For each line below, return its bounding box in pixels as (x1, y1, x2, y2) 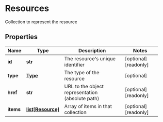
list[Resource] (26, 106, 60, 112)
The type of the (64, 69, 99, 76)
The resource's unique (64, 55, 116, 62)
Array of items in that (64, 103, 113, 109)
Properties (5, 33, 38, 41)
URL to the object (64, 83, 104, 90)
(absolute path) (64, 95, 99, 102)
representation (64, 89, 98, 95)
